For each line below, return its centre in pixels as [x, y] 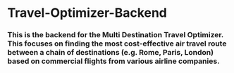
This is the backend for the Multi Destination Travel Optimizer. [116, 35]
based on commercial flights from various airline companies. [113, 61]
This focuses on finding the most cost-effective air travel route [117, 44]
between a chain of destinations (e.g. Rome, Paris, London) [110, 53]
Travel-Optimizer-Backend [87, 13]
